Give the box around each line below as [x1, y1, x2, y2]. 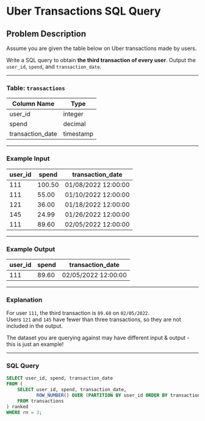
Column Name [12, 99, 55, 108]
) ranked [6, 403, 29, 409]
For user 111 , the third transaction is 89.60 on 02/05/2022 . [6, 310, 150, 317]
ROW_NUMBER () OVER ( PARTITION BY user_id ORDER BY [36, 392, 168, 398]
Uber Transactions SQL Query [6, 4, 161, 18]
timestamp [63, 130, 93, 138]
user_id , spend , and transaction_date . [6, 63, 102, 70]
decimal [63, 120, 86, 129]
